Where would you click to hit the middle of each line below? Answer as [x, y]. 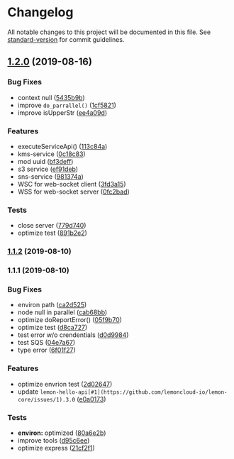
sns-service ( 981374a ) [50, 176]
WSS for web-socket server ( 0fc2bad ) [73, 192]
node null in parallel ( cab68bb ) [62, 312]
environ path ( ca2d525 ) [52, 305]
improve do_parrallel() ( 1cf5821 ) [67, 105]
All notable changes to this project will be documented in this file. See [109, 32]
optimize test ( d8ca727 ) [52, 328]
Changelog [40, 12]
